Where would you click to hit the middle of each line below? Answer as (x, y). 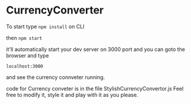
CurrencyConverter (55, 10)
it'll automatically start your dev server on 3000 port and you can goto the (95, 49)
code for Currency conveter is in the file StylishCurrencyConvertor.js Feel (95, 88)
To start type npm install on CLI (45, 26)
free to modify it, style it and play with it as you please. (72, 95)
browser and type (28, 55)
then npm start (24, 38)
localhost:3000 (25, 66)
